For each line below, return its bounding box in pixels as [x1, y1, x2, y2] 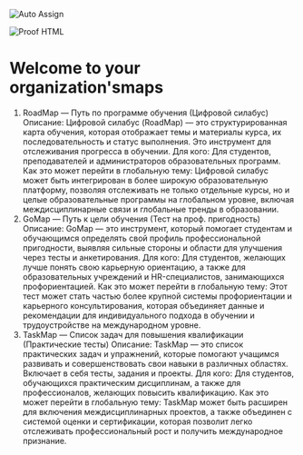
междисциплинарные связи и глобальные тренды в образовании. [22, 203, 279, 214]
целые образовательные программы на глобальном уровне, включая [22, 193, 295, 204]
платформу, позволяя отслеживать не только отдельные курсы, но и [22, 184, 290, 195]
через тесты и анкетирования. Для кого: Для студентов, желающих [22, 252, 286, 262]
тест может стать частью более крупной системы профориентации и [22, 291, 292, 302]
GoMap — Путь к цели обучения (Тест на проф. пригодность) [22, 213, 261, 224]
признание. [22, 435, 67, 446]
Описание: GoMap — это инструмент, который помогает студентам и [22, 223, 293, 233]
